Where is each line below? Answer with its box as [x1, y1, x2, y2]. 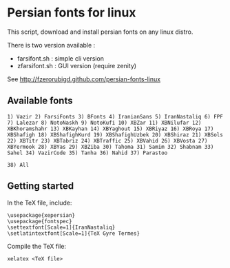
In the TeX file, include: [7, 198, 72, 207]
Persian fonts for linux [7, 5, 136, 21]
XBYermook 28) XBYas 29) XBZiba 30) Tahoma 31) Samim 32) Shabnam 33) [7, 143, 214, 150]
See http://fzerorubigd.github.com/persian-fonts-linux [7, 74, 160, 83]
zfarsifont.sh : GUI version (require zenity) [17, 61, 136, 70]
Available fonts [7, 95, 73, 107]
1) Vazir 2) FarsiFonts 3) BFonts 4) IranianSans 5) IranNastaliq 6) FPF [7, 113, 224, 120]
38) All [7, 161, 30, 168]
